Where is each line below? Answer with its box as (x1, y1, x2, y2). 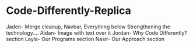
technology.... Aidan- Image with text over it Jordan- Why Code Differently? (6, 29, 188, 36)
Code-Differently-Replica (6, 4, 131, 17)
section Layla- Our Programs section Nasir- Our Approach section (6, 35, 165, 42)
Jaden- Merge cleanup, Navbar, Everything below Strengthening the (6, 23, 171, 30)
